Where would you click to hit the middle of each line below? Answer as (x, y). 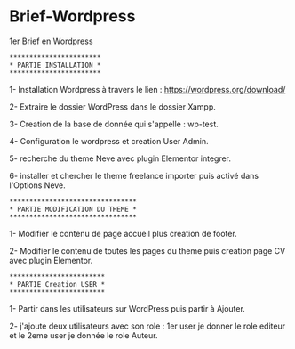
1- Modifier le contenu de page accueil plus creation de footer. (123, 233)
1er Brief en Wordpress (51, 41)
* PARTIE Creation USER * (57, 284)
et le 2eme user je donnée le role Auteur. (84, 335)
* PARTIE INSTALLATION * (55, 65)
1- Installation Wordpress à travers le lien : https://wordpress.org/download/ (147, 89)
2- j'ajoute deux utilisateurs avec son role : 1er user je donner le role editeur (147, 326)
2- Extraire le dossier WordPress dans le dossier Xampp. (112, 106)
